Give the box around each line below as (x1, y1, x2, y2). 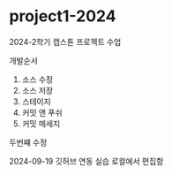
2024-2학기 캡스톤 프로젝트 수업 (9, 36, 122, 47)
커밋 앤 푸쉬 (21, 107, 64, 118)
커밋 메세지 (21, 118, 61, 129)
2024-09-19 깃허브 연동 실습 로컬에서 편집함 (9, 156, 164, 166)
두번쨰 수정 (9, 137, 48, 148)
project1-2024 (9, 6, 116, 27)
